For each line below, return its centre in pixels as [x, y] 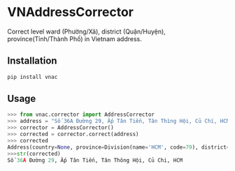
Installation [32, 61]
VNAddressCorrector [71, 12]
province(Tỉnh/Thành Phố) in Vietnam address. [74, 38]
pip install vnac [33, 77]
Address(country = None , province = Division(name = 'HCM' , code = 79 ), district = [119, 147]
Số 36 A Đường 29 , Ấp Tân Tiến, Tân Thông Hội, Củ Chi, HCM [95, 160]
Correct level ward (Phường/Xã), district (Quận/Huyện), [86, 31]
